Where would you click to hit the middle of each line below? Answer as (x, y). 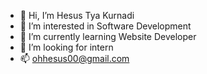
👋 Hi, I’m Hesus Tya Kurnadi (77, 15)
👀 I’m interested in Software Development (105, 26)
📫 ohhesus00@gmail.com (74, 58)
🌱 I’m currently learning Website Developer (108, 36)
